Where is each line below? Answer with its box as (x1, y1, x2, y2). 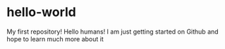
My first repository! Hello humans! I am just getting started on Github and (6, 27, 219, 36)
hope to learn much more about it (6, 34, 104, 43)
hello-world (6, 4, 77, 20)
